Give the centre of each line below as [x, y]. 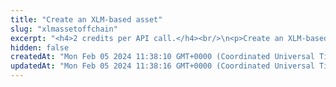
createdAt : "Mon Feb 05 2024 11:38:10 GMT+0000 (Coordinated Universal [162, 57]
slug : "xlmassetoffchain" [64, 29]
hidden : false [40, 47]
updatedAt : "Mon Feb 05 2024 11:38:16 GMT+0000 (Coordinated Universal [162, 66]
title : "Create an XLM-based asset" [86, 19]
